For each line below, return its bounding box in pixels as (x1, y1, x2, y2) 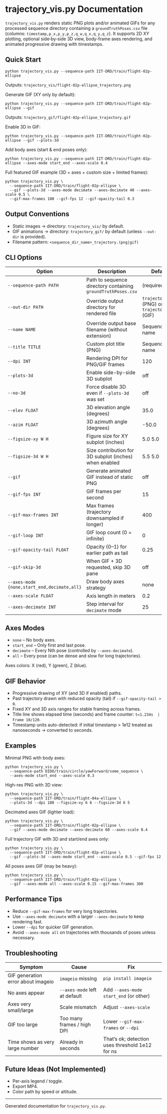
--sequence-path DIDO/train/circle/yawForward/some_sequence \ (9, 769, 143, 774)
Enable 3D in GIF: (5, 123, 41, 130)
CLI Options (5, 253, 42, 262)
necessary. (12, 934, 35, 940)
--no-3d (7, 390, 26, 396)
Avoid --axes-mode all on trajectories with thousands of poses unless (12, 929, 156, 935)
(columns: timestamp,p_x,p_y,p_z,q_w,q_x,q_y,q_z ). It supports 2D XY (5, 30, 150, 36)
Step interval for (86, 601, 124, 608)
